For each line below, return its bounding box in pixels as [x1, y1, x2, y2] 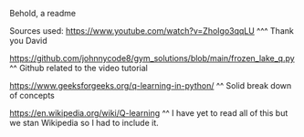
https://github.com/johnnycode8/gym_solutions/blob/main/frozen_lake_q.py [9, 53, 295, 63]
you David [9, 36, 47, 46]
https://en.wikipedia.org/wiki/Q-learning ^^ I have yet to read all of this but [9, 108, 288, 118]
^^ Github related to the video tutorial [9, 63, 148, 73]
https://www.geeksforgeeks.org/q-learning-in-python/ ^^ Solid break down [9, 80, 292, 90]
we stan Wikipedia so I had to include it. [9, 118, 160, 128]
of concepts [9, 90, 55, 100]
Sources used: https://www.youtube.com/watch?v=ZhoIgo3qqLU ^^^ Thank [9, 26, 294, 36]
